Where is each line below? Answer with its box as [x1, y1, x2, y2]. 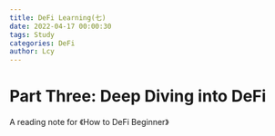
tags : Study [9, 30, 55, 39]
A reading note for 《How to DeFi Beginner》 [9, 117, 169, 128]
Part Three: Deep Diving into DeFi [9, 86, 267, 107]
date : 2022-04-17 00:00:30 [9, 22, 112, 31]
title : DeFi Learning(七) [9, 13, 107, 23]
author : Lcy [9, 47, 55, 56]
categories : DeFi [9, 38, 76, 48]
